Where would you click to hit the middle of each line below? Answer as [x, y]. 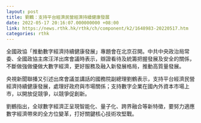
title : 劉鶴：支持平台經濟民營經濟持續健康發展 [58, 17]
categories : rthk [28, 34]
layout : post [22, 12]
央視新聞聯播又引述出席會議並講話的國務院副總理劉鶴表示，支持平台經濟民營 [100, 79]
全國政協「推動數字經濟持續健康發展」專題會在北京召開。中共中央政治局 [95, 52]
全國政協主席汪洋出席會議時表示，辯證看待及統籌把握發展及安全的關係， [106, 59]
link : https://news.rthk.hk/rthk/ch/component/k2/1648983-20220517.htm [97, 28]
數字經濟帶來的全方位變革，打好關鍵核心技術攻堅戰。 [72, 114]
